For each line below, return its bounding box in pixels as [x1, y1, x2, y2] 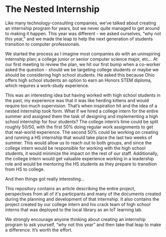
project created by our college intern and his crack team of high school [5, 201, 151, 207]
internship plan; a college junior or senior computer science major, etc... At [5, 56, 158, 62]
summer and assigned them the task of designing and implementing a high [5, 113, 158, 119]
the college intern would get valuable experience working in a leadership [5, 155, 154, 161]
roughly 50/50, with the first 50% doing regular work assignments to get [5, 123, 153, 130]
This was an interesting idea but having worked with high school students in [5, 92, 161, 98]
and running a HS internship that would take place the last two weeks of [5, 134, 153, 140]
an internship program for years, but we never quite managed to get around [5, 25, 160, 31]
